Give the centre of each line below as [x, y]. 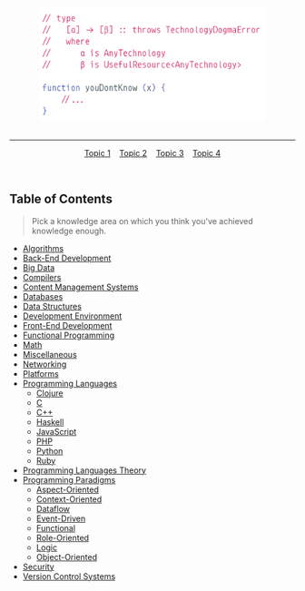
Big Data [39, 267]
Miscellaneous [49, 354]
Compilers [42, 277]
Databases [43, 296]
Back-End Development [67, 258]
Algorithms [43, 248]
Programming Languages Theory [84, 470]
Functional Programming [69, 335]
